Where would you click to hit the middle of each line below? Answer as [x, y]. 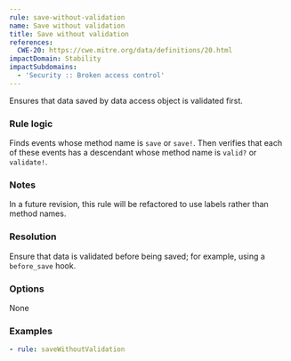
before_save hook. [43, 265]
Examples [31, 331]
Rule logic [31, 124]
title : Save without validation [69, 34]
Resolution [33, 237]
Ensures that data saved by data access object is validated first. [126, 100]
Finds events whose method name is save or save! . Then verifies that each [146, 143]
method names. [38, 213]
